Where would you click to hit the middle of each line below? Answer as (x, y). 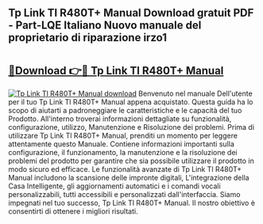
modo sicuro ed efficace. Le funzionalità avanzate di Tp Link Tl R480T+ (125, 169)
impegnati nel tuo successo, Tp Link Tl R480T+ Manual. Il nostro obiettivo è (132, 203)
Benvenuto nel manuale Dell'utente (195, 93)
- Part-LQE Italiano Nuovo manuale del (105, 26)
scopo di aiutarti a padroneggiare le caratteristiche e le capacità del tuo (125, 110)
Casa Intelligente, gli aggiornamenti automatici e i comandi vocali (114, 186)
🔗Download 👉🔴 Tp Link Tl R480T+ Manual (116, 70)
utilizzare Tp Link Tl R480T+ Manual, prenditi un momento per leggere (123, 135)
